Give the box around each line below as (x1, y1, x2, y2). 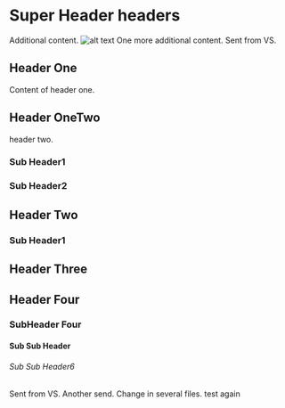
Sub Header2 (9, 180, 68, 192)
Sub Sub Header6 (9, 361, 76, 371)
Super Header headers (9, 5, 181, 26)
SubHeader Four (9, 318, 82, 330)
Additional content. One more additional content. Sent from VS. (9, 35, 277, 45)
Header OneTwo (9, 110, 101, 126)
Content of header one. (9, 84, 95, 94)
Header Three (9, 262, 88, 277)
